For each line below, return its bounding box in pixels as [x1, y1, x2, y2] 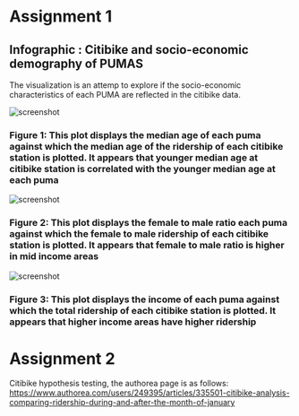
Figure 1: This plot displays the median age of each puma [9, 128, 261, 141]
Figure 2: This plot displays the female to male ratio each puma [9, 217, 288, 230]
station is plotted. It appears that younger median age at [9, 151, 259, 163]
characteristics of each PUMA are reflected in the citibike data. [9, 90, 242, 100]
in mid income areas [9, 250, 99, 263]
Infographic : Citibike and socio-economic [9, 42, 249, 57]
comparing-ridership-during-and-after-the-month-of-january [9, 397, 235, 408]
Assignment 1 [9, 6, 113, 27]
